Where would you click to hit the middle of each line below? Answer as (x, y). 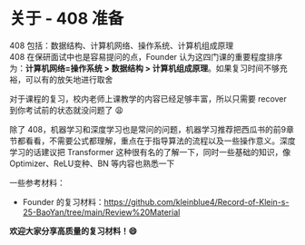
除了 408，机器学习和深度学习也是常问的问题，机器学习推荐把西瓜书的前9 (148, 129)
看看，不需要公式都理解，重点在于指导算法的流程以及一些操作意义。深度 (160, 141)
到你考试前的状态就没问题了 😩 (67, 110)
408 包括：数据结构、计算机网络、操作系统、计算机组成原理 (122, 45)
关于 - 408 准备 (67, 19)
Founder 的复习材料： (63, 201)
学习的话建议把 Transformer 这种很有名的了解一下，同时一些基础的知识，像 (150, 152)
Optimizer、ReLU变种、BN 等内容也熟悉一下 (92, 163)
